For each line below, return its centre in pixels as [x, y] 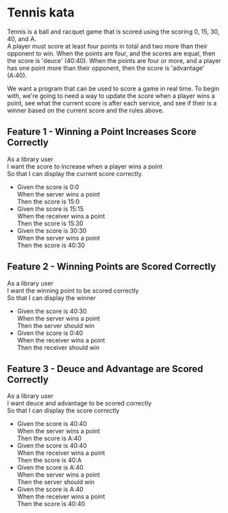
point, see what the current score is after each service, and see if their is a [112, 103]
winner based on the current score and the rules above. [86, 110]
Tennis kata [41, 13]
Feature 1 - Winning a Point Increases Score [102, 132]
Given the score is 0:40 [50, 333]
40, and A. [22, 38]
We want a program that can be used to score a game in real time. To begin [113, 88]
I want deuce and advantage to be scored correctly [79, 403]
